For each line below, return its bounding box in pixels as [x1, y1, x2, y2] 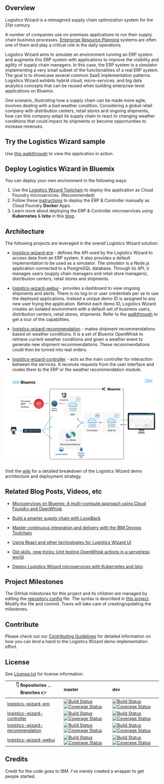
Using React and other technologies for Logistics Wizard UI [12, 539, 132, 545]
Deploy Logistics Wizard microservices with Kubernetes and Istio [12, 563, 143, 569]
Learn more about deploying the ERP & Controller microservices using [12, 208, 153, 214]
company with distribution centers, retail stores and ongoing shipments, [5, 108, 150, 114]
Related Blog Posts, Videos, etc [5, 487, 102, 496]
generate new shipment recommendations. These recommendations [12, 342, 150, 347]
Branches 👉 [20, 690, 47, 695]
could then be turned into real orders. [12, 347, 88, 353]
